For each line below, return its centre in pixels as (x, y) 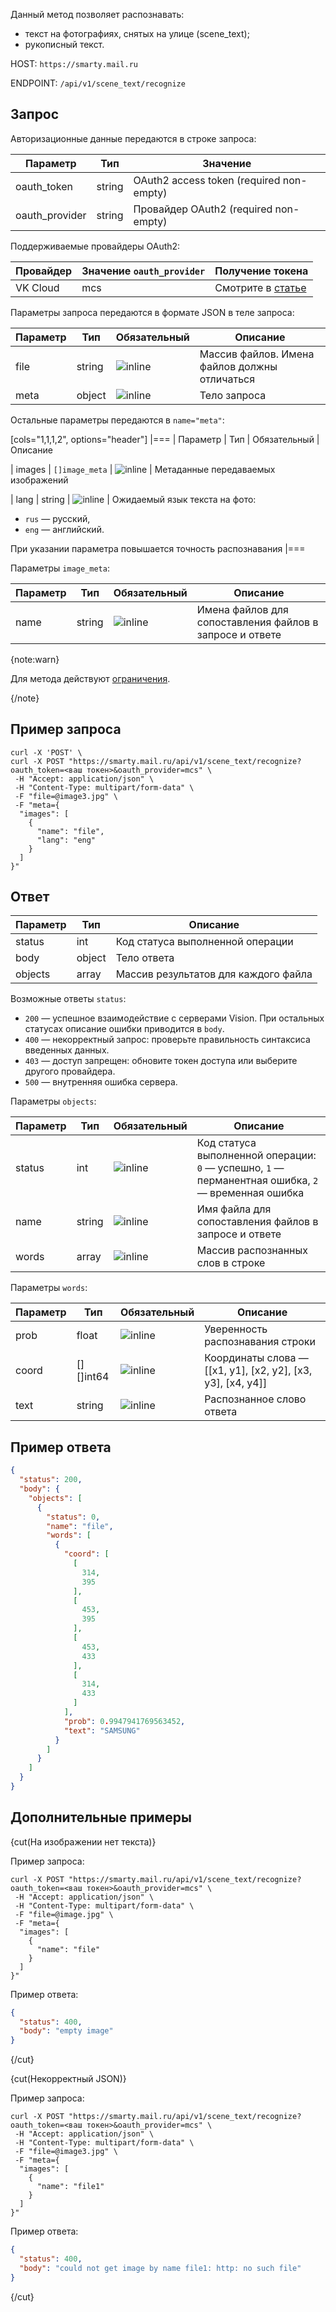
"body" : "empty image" (66, 2031)
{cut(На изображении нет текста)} (83, 1841)
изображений (39, 480)
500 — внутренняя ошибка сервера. (101, 1082)
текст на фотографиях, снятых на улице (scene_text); (137, 33)
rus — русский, (57, 518)
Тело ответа (145, 958)
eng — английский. (64, 529)
